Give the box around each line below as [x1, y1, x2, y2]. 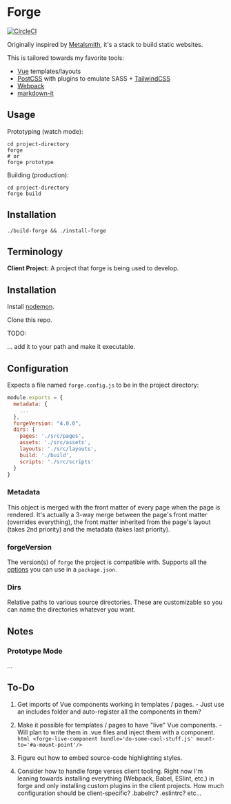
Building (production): [7, 170, 69, 179]
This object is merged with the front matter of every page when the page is [7, 503, 221, 511]
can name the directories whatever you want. [7, 605, 136, 614]
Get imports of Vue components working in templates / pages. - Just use [17, 700, 225, 708]
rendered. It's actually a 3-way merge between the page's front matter [7, 510, 208, 519]
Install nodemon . [7, 303, 55, 311]
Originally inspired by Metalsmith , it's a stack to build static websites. [7, 40, 203, 48]
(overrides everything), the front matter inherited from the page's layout [7, 518, 211, 526]
